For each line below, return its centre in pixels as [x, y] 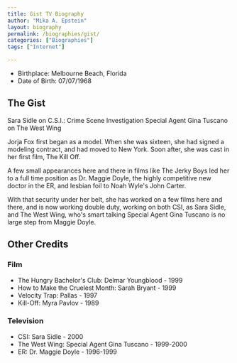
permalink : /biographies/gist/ [54, 34]
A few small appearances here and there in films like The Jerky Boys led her [118, 170]
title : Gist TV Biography [45, 14]
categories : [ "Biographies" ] [50, 40]
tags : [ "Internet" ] [36, 47]
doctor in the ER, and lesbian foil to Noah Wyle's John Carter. [97, 185]
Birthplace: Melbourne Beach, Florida [72, 73]
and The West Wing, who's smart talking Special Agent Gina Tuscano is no [116, 215]
